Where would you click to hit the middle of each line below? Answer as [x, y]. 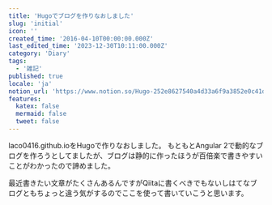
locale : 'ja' [30, 83]
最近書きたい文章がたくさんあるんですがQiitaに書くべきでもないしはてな [130, 182]
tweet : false [38, 122]
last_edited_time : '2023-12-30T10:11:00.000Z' [88, 46]
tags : [17, 62]
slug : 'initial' [36, 23]
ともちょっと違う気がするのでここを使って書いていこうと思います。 [135, 193]
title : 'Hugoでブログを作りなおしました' [71, 16]
